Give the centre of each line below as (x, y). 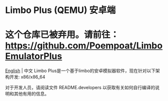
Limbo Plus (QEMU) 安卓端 (60, 10)
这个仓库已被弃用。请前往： (62, 35)
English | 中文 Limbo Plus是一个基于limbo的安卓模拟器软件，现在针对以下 (80, 71)
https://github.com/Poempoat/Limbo (84, 46)
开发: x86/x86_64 (27, 77)
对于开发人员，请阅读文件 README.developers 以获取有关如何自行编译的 (80, 88)
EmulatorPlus (34, 56)
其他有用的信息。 (31, 94)
